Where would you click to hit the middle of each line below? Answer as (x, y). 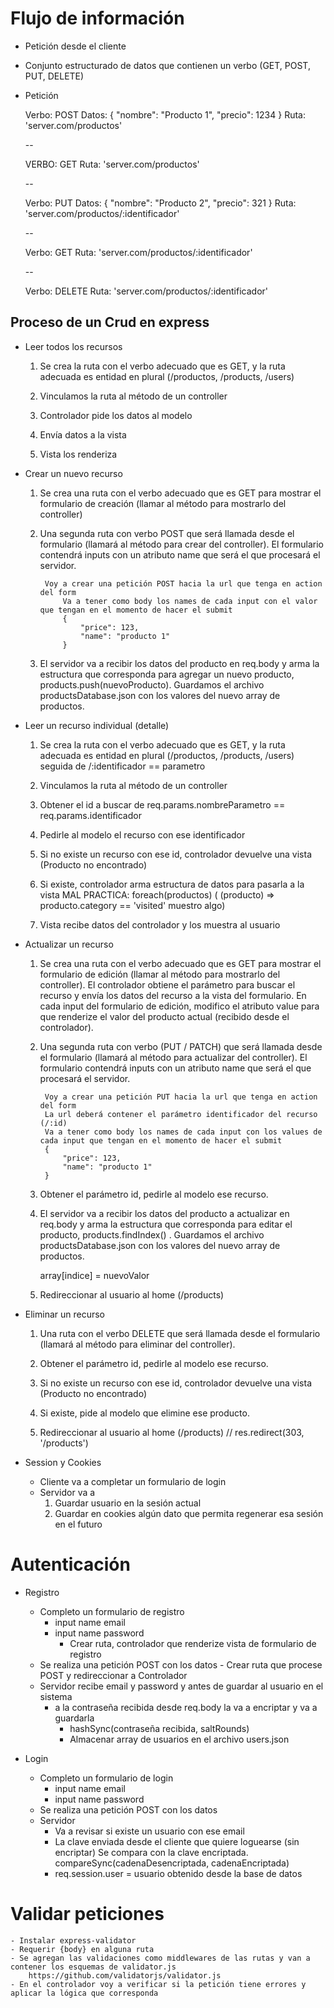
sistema (56, 1696)
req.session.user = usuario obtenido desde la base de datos (178, 1873)
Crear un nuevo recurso (73, 473)
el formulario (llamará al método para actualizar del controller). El (173, 1057)
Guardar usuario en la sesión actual (128, 1503)
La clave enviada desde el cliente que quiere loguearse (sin (177, 1841)
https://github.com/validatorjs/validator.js (125, 1975)
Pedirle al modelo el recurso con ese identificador (142, 834)
